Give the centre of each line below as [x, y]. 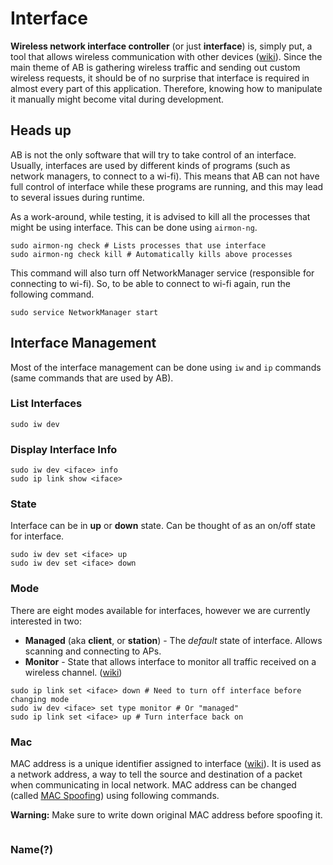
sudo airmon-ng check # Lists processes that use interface [138, 245]
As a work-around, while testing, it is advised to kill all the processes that [160, 216]
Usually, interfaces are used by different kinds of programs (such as [150, 165]
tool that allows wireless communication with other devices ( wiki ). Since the [166, 56]
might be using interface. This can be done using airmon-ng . [134, 227]
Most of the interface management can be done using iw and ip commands [166, 367]
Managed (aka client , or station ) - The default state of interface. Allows [173, 640]
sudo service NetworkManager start [84, 312]
